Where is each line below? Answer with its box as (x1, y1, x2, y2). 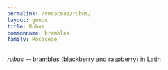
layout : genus (7, 17, 49, 24)
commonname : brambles (7, 29, 70, 37)
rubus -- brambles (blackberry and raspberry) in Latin (7, 55, 162, 63)
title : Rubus (7, 23, 45, 30)
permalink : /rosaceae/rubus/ (7, 10, 92, 17)
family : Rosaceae (7, 36, 58, 43)
